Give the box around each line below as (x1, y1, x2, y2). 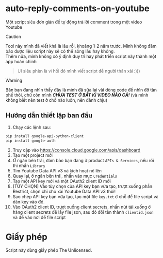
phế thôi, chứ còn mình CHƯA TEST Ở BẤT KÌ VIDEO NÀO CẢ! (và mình (5, 92, 148, 98)
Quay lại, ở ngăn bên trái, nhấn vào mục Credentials (12, 173, 117, 179)
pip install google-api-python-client (5, 133, 84, 139)
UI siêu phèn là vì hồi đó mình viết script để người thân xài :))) (17, 68, 140, 74)
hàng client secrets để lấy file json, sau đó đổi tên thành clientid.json (12, 209, 154, 215)
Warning (5, 77, 22, 83)
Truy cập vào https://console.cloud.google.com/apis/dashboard (12, 147, 141, 153)
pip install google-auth (5, 138, 56, 143)
